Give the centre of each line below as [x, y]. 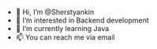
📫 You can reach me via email [65, 37]
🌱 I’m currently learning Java [62, 28]
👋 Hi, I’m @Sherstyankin [55, 12]
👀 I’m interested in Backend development [82, 20]
